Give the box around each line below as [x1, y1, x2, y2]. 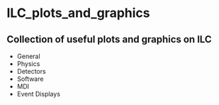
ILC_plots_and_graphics [6, 5, 150, 21]
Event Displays [16, 90, 61, 98]
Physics [16, 60, 40, 68]
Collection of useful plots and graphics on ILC [6, 33, 212, 45]
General [16, 52, 40, 60]
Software [16, 74, 44, 83]
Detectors [16, 67, 47, 75]
